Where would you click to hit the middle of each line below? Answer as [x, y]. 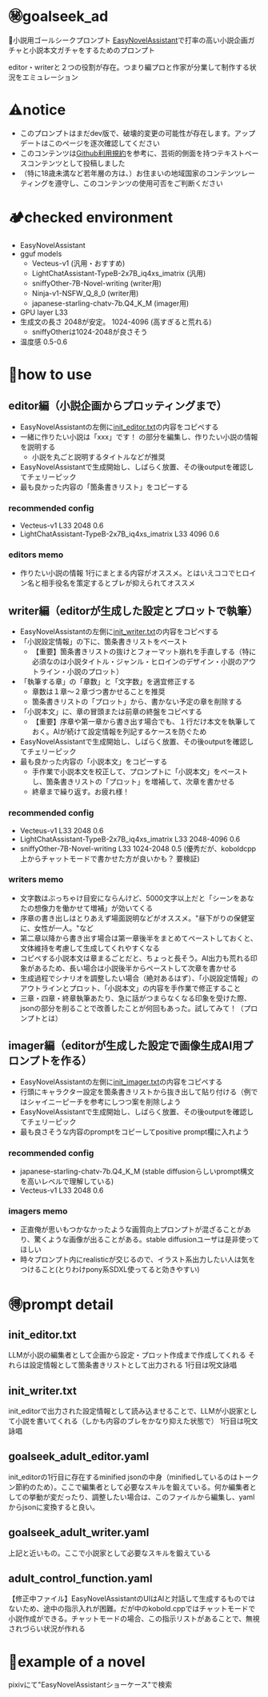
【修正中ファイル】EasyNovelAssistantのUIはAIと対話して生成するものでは [132, 1599]
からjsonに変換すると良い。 [54, 1506]
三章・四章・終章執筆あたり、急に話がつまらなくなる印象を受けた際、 [136, 998]
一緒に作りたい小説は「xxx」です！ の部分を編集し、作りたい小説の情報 [139, 436]
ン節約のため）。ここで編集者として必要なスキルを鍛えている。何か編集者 [129, 1486]
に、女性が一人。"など [56, 928]
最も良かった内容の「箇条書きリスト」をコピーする [104, 487]
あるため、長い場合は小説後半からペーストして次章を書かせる [136, 968]
